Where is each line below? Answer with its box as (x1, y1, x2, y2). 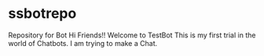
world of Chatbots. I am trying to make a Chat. (8, 38, 158, 47)
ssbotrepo (8, 5, 77, 23)
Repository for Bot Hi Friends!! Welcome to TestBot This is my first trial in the (8, 30, 256, 40)
